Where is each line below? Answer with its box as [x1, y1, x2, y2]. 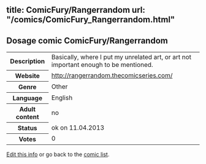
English [51, 93, 73, 102]
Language [12, 93, 43, 102]
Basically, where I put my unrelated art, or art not [51, 53, 192, 61]
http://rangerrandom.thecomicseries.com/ [51, 71, 173, 79]
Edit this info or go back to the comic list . [6, 150, 110, 158]
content [15, 112, 39, 121]
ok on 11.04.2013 [51, 123, 105, 131]
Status [17, 123, 38, 132]
